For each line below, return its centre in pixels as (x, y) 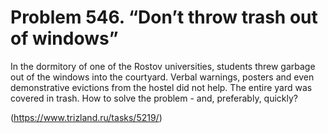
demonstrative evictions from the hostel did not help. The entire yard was (161, 87)
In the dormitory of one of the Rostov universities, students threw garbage (163, 66)
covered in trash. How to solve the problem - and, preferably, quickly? (154, 98)
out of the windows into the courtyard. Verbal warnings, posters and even (162, 77)
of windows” (64, 38)
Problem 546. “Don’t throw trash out (164, 17)
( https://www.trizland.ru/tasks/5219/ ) (86, 117)
